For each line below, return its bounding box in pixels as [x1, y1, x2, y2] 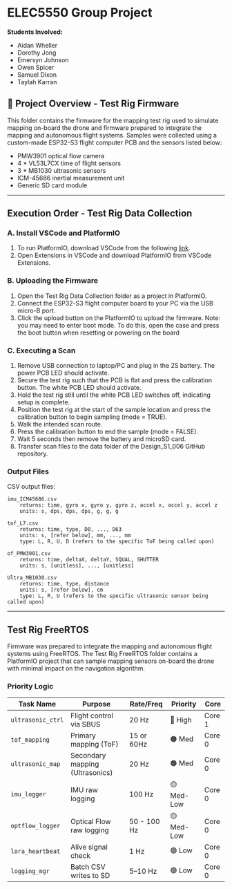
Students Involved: [7, 28, 64, 36]
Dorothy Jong [17, 48, 57, 57]
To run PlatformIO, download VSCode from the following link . [17, 244, 191, 252]
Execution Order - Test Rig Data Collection [7, 207, 193, 219]
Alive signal [70, 842, 108, 852]
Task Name [18, 700, 57, 709]
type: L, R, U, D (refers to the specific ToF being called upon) [19, 538, 215, 545]
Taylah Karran [17, 77, 57, 86]
